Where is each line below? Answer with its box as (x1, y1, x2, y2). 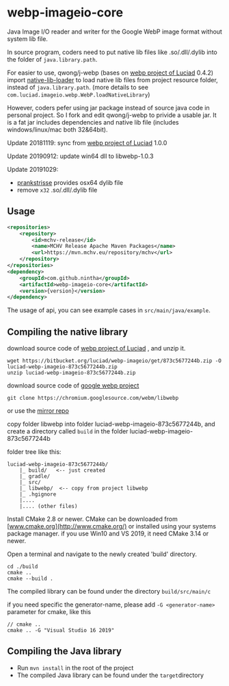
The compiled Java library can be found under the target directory (16, 671, 204, 679)
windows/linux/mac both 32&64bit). (7, 125, 108, 134)
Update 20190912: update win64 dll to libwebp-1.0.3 (7, 152, 154, 160)
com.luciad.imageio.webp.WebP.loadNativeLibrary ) (7, 90, 150, 99)
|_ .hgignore (19, 491, 57, 498)
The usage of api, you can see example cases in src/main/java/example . (7, 306, 211, 314)
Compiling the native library (7, 326, 129, 338)
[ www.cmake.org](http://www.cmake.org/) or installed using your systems (7, 522, 217, 531)
